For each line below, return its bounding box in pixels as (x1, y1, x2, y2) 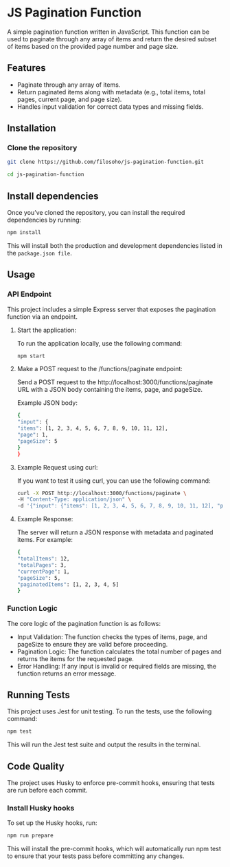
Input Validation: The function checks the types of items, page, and (16, 632, 207, 641)
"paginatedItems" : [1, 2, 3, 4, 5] (16, 581, 119, 588)
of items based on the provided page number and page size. (7, 42, 179, 50)
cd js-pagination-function (7, 171, 84, 178)
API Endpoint (7, 289, 51, 299)
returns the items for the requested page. (16, 654, 134, 662)
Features (7, 62, 46, 74)
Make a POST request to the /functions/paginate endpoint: (16, 365, 183, 373)
